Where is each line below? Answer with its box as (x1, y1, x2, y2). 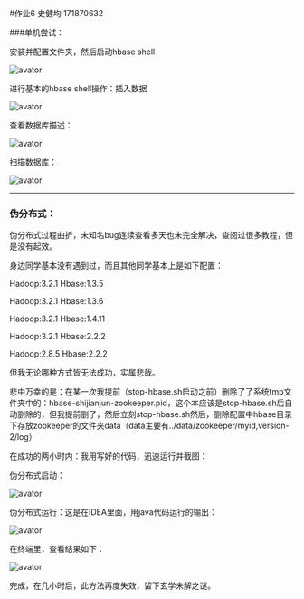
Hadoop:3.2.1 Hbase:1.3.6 (9, 296, 104, 307)
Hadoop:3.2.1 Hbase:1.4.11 (9, 313, 106, 324)
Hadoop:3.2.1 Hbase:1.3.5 (9, 279, 104, 290)
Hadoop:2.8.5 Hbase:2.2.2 (9, 348, 109, 359)
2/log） (9, 432, 37, 442)
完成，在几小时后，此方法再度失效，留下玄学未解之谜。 (9, 580, 215, 591)
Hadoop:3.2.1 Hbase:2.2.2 (9, 331, 106, 342)
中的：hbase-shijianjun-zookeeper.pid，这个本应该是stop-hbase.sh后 (24, 397, 285, 409)
